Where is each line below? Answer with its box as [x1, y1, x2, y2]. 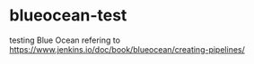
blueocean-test [9, 5, 127, 26]
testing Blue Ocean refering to [9, 35, 121, 45]
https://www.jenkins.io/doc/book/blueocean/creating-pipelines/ [9, 44, 245, 54]
